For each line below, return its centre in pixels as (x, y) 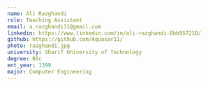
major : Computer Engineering (50, 71)
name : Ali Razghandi (37, 14)
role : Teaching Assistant (45, 20)
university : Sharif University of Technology (74, 53)
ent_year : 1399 (29, 65)
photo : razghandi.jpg (39, 46)
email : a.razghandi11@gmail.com (54, 26)
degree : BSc (24, 59)
